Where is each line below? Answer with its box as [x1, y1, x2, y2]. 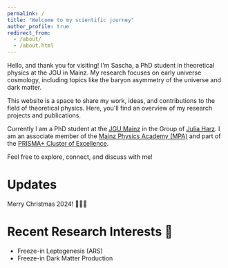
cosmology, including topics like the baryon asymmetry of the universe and [7, 76, 222, 84]
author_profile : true [7, 23, 70, 30]
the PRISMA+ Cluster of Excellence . [7, 140, 109, 147]
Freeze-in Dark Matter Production [17, 253, 113, 262]
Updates [7, 177, 57, 193]
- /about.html [13, 42, 54, 49]
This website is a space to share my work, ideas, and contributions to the [7, 97, 216, 104]
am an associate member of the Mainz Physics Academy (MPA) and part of [7, 132, 221, 140]
